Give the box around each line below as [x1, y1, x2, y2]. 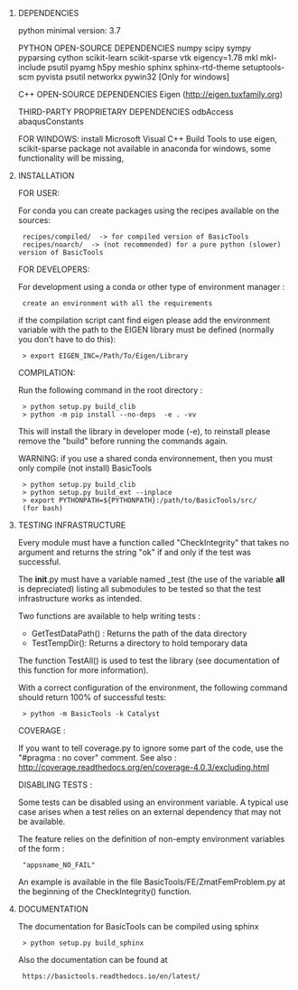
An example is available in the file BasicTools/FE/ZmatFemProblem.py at [17, 876, 286, 887]
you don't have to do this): [17, 334, 116, 344]
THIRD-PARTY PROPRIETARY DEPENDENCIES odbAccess [17, 107, 234, 117]
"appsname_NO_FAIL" [22, 861, 96, 870]
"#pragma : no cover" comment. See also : [17, 752, 177, 762]
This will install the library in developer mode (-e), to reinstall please [17, 426, 271, 436]
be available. [17, 817, 66, 827]
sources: [17, 215, 51, 225]
